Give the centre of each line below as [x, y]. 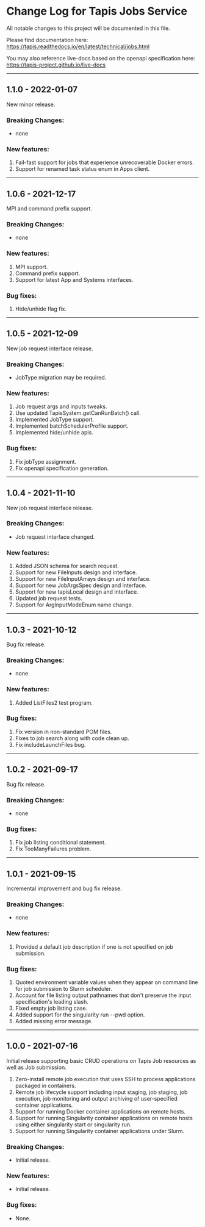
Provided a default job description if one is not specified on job [94, 946]
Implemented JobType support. [55, 420]
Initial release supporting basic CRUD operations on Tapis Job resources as [101, 1060]
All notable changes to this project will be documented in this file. [88, 28]
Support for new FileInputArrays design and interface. [83, 579]
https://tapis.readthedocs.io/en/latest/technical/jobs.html [78, 46]
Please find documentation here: [47, 40]
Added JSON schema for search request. [67, 566]
